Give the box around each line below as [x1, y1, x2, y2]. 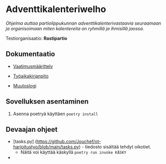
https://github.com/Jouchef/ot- [36, 138, 101, 144]
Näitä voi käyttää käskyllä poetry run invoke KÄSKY [20, 149, 127, 155]
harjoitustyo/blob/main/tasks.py [13, 144, 79, 150]
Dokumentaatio [6, 50, 55, 58]
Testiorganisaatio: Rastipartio [6, 35, 67, 41]
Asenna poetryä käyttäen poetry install [13, 111, 99, 117]
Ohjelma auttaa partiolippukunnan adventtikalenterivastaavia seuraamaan [6, 20, 161, 26]
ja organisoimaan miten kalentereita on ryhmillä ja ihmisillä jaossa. [6, 25, 144, 31]
